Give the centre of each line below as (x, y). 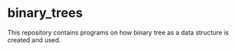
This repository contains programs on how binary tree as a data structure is (118, 32)
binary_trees (45, 13)
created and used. (34, 39)
